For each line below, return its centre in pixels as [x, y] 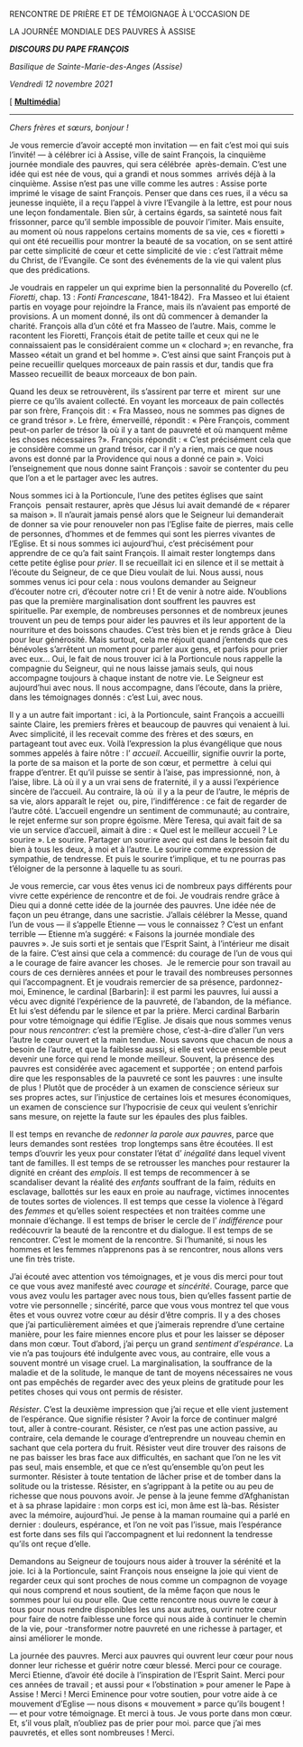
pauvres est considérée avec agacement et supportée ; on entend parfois [146, 1068]
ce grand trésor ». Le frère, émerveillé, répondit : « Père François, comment [150, 420]
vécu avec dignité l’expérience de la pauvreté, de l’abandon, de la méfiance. [151, 1001]
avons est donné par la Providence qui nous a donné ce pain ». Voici [137, 458]
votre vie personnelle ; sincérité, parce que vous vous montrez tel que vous [149, 1305]
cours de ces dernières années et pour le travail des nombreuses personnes [151, 973]
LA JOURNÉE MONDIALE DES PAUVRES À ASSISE [103, 31]
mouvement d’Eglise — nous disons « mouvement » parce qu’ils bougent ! [147, 1704]
